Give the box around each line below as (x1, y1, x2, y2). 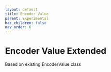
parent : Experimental (5, 16, 49, 21)
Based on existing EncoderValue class (5, 61, 81, 67)
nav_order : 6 (5, 25, 32, 30)
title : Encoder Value (5, 12, 49, 16)
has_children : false (5, 20, 47, 25)
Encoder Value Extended (5, 46, 107, 57)
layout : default (5, 7, 38, 12)
